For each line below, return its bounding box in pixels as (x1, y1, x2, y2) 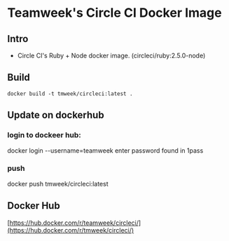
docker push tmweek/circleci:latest (7, 179, 109, 188)
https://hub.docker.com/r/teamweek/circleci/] (9, 219, 141, 227)
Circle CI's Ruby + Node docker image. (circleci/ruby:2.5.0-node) (17, 51, 206, 60)
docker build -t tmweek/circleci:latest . (7, 90, 133, 97)
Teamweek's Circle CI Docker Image (7, 5, 222, 21)
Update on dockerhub (7, 109, 104, 121)
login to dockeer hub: (7, 130, 82, 140)
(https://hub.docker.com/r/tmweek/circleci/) (7, 226, 134, 234)
